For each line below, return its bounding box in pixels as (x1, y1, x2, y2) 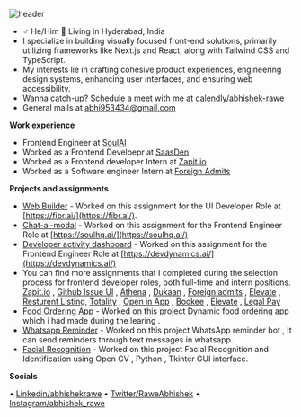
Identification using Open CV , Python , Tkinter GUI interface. (22, 353, 249, 364)
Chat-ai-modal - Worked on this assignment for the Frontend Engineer (22, 220, 283, 230)
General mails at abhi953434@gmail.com (22, 102, 177, 112)
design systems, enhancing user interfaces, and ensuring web (22, 74, 253, 84)
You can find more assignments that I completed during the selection (22, 268, 279, 278)
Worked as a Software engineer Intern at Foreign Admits (22, 166, 231, 176)
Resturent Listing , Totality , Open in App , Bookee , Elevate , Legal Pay (22, 297, 281, 306)
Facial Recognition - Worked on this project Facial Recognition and (22, 344, 270, 354)
